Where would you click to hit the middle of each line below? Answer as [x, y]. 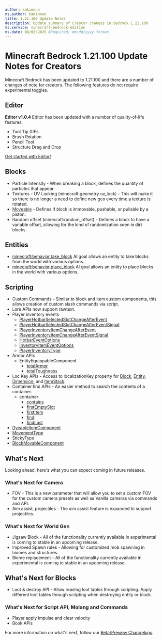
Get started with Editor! [28, 156]
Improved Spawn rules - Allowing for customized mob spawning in [78, 547]
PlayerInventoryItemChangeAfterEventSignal [64, 335]
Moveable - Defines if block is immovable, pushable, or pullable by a [80, 209]
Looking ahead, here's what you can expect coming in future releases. [75, 470]
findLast [35, 423]
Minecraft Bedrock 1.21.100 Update [76, 56]
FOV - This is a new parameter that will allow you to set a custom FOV [81, 493]
